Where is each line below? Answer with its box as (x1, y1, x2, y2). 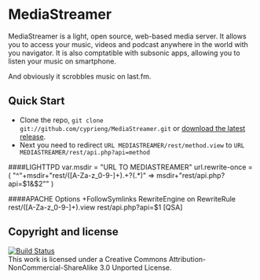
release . (19, 132, 46, 141)
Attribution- (168, 254, 207, 264)
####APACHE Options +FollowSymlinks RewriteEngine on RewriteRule (8, 194, 236, 203)
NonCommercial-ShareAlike (8, 263, 98, 272)
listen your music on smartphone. (8, 56, 116, 66)
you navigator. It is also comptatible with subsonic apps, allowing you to (8, 48, 241, 57)
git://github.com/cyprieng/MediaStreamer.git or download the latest (19, 123, 246, 133)
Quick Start (8, 94, 65, 107)
